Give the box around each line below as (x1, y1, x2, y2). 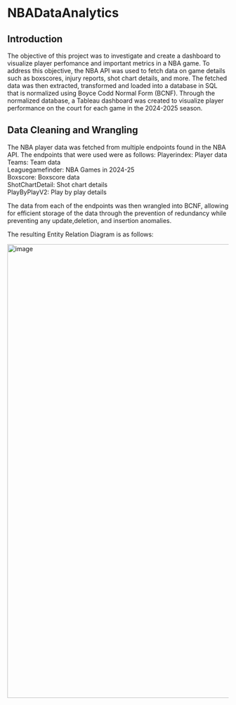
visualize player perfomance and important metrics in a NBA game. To (7, 59, 210, 68)
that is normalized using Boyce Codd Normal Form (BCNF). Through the (7, 89, 216, 97)
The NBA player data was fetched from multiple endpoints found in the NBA (7, 143, 226, 151)
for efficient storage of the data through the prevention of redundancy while (7, 209, 227, 217)
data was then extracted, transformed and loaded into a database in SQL (7, 82, 218, 89)
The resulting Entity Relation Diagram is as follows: (7, 230, 154, 239)
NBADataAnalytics (7, 5, 119, 21)
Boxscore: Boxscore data (7, 172, 80, 181)
